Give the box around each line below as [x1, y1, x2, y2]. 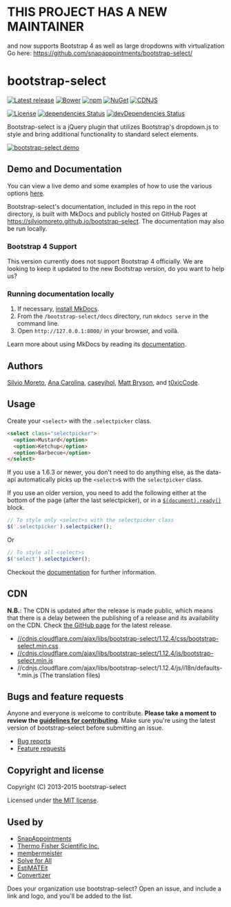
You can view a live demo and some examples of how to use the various [7, 181, 212, 190]
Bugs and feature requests [7, 690, 124, 702]
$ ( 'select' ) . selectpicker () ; [7, 555, 91, 562]
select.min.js [17, 656, 54, 664]
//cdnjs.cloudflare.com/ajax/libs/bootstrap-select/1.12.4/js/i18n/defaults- [17, 664, 223, 672]
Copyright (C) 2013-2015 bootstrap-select [7, 783, 126, 791]
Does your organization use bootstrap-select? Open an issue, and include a [7, 884, 222, 893]
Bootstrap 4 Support [7, 241, 77, 251]
